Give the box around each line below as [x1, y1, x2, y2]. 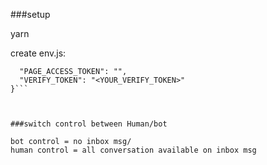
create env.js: [10, 47, 67, 59]
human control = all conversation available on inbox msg [10, 145, 257, 155]
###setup [10, 9, 51, 20]
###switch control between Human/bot [10, 119, 168, 129]
